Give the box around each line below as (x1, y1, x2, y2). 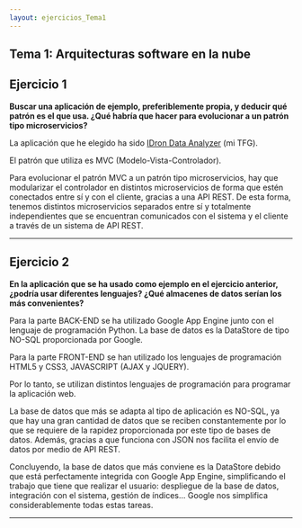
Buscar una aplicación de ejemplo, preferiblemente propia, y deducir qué (9, 101, 288, 112)
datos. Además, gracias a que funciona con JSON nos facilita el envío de (9, 434, 280, 445)
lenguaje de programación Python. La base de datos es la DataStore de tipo (9, 325, 289, 336)
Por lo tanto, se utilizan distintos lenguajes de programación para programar (9, 379, 291, 389)
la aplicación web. (9, 388, 76, 398)
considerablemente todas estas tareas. (9, 499, 154, 510)
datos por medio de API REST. (9, 443, 121, 454)
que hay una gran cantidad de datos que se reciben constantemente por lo (9, 415, 287, 425)
